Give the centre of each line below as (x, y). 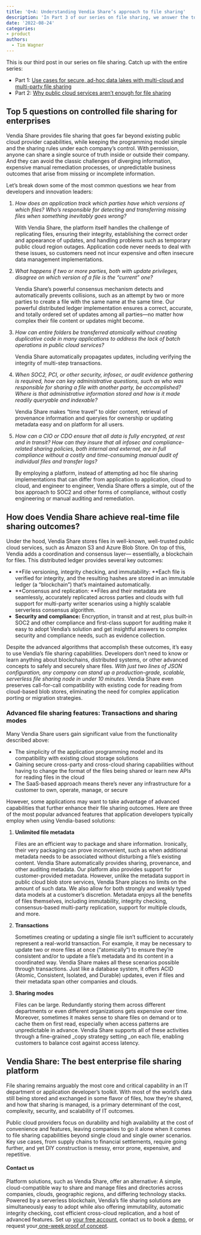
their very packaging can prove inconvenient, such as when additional (101, 850)
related (24, 448)
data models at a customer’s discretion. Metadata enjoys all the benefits (103, 894)
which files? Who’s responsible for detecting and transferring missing (100, 210)
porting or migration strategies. (45, 697)
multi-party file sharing (43, 86)
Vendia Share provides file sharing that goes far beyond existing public (93, 135)
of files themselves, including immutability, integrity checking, (91, 901)
